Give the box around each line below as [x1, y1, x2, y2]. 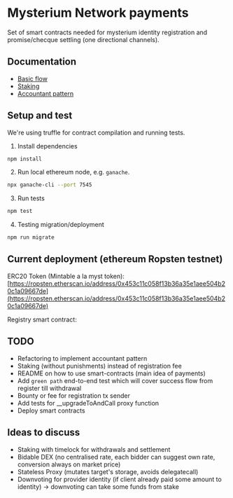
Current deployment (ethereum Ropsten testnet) [7, 254, 223, 265]
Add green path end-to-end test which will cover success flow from [17, 376, 213, 385]
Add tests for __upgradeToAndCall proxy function [17, 399, 160, 407]
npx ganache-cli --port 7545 [7, 181, 92, 188]
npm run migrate [7, 234, 55, 241]
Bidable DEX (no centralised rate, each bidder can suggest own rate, [17, 452, 216, 461]
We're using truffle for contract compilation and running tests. [7, 128, 185, 137]
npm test [7, 208, 33, 215]
